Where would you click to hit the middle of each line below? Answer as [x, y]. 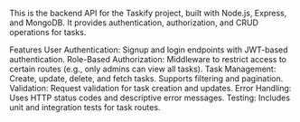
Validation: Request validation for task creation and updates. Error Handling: [150, 88]
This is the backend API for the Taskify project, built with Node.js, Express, [148, 13]
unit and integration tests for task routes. [85, 107]
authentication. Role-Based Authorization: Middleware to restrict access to [148, 59]
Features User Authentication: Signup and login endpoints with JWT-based [149, 50]
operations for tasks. [48, 32]
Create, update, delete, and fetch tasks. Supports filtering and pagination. [146, 79]
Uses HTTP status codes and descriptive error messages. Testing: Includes [150, 98]
